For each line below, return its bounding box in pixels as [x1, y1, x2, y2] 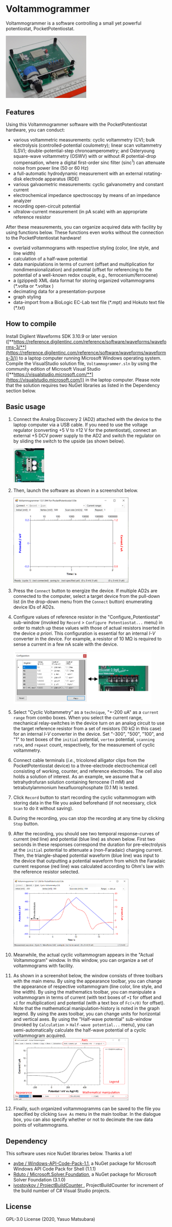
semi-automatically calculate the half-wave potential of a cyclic [13, 1027, 146, 1033]
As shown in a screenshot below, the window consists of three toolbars [13, 972, 163, 978]
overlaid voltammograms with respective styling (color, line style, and [13, 245, 160, 251]
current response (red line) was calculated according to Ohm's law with [13, 863, 164, 869]
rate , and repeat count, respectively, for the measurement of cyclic [13, 741, 155, 748]
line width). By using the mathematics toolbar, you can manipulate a [13, 989, 156, 995]
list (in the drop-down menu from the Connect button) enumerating [13, 598, 153, 605]
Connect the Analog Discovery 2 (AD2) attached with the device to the [13, 416, 162, 422]
